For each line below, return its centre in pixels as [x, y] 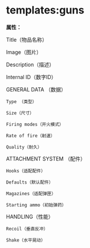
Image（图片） [24, 52]
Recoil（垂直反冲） [27, 229]
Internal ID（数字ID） [31, 77]
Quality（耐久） [24, 147]
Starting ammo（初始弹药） [36, 205]
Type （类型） [21, 101]
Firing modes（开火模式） [35, 124]
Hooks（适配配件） [26, 171]
